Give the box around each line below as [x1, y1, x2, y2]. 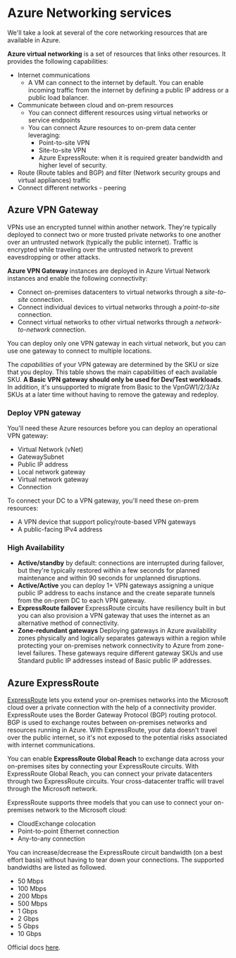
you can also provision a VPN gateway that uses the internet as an [17, 612, 210, 620]
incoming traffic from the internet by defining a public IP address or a [27, 86, 229, 94]
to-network [17, 325, 51, 334]
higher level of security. [38, 160, 107, 169]
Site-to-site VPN [38, 146, 87, 154]
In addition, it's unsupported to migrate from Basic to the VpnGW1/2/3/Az [7, 382, 220, 391]
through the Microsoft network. [7, 785, 98, 793]
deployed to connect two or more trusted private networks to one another [7, 230, 222, 238]
